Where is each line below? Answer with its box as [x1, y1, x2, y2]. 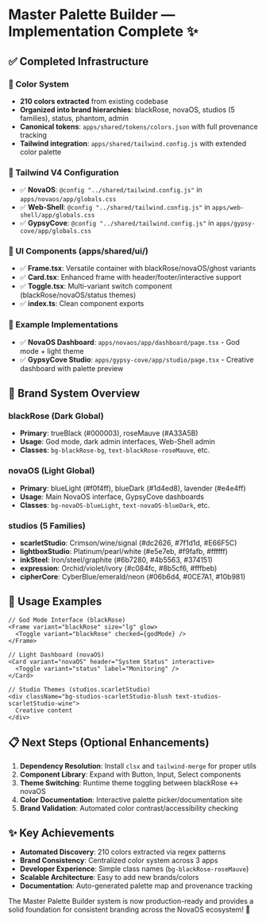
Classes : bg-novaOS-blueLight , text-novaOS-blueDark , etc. [19, 500, 210, 509]
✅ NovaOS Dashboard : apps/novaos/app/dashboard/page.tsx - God [19, 337, 241, 347]
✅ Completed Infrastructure [8, 54, 149, 68]
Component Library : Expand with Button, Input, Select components [19, 769, 241, 779]
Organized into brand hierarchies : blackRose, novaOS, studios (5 [19, 105, 236, 114]
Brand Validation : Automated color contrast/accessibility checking [19, 803, 238, 812]
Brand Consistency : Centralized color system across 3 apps [19, 856, 218, 866]
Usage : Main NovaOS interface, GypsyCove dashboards [19, 491, 205, 502]
